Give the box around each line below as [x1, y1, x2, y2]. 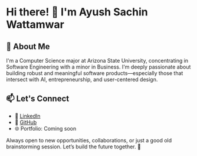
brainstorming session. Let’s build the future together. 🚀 [6, 143, 142, 150]
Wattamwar [6, 18, 65, 31]
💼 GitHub [14, 118, 37, 126]
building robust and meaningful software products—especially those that [6, 70, 183, 76]
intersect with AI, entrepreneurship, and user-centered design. [6, 76, 158, 83]
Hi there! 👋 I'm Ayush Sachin [6, 5, 149, 19]
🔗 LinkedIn [14, 112, 41, 119]
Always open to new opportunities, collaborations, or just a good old [6, 136, 172, 144]
